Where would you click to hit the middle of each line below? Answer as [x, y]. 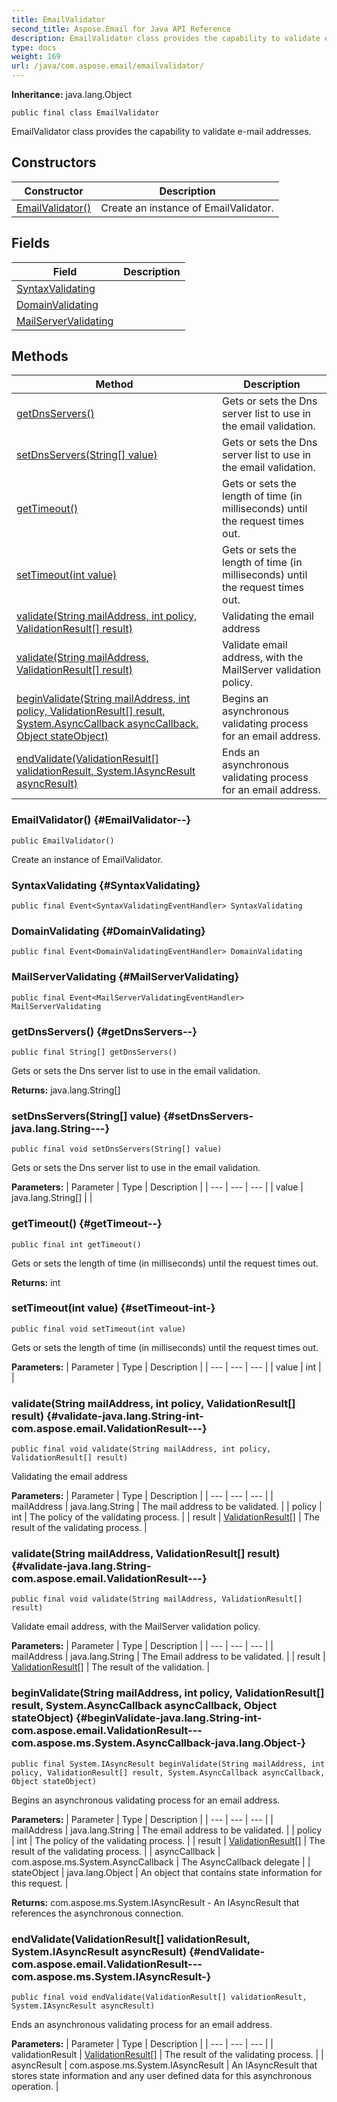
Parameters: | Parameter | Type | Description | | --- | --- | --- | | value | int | [166, 1367]
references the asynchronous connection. [97, 1913]
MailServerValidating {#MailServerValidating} [125, 977]
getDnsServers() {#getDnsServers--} [104, 1031]
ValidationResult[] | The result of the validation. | [111, 1667]
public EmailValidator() [63, 841]
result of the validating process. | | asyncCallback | [116, 1851]
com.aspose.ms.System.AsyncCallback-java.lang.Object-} [159, 1743]
